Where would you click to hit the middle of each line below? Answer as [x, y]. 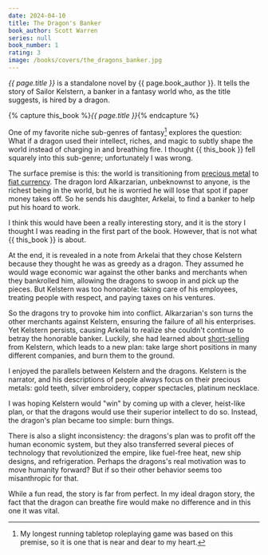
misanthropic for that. [44, 478]
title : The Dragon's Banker [55, 23]
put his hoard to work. [45, 207]
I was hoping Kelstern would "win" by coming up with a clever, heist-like [127, 403]
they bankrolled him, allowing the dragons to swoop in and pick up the [124, 280]
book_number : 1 [33, 46]
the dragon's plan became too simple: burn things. [91, 420]
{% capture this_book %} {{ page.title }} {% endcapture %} [104, 115]
